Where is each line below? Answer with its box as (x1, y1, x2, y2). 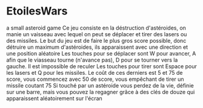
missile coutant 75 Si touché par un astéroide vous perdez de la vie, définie (6, 81, 194, 89)
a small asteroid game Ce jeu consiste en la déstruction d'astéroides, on (6, 24, 187, 31)
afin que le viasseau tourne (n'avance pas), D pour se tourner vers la (6, 56, 178, 63)
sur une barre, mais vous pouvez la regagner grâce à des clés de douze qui (6, 88, 195, 95)
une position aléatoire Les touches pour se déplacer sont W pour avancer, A (6, 49, 196, 57)
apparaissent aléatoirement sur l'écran (6, 95, 103, 102)
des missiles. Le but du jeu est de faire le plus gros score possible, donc (6, 37, 187, 44)
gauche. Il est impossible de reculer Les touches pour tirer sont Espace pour (6, 62, 197, 70)
